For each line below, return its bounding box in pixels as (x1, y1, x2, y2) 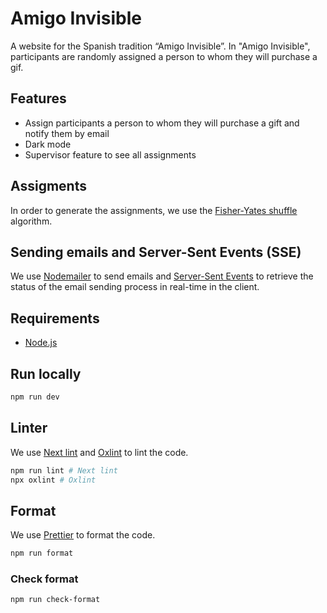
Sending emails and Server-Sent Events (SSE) (10, 243, 302, 261)
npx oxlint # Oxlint (10, 475, 97, 485)
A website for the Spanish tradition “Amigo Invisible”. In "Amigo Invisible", (10, 40, 311, 52)
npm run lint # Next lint (10, 465, 118, 476)
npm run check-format (10, 595, 101, 605)
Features (10, 90, 67, 107)
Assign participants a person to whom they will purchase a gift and (24, 117, 300, 129)
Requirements (10, 310, 100, 327)
